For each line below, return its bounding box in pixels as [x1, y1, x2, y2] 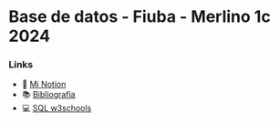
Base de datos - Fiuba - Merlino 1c [8, 6, 271, 27]
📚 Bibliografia [21, 89, 76, 100]
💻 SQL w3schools [21, 103, 92, 114]
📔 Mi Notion [21, 79, 67, 90]
